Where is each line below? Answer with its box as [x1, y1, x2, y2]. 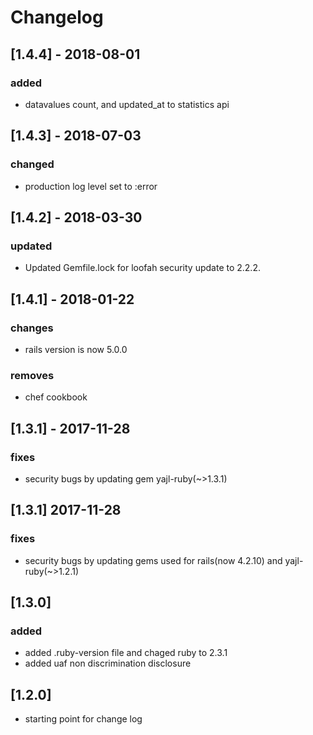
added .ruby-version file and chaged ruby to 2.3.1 [24, 647, 228, 659]
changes [10, 321, 54, 335]
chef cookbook [24, 391, 88, 403]
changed [10, 157, 55, 171]
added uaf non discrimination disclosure [24, 657, 192, 670]
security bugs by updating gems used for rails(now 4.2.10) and [24, 554, 283, 566]
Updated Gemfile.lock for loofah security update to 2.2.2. [24, 262, 261, 274]
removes [10, 368, 55, 382]
